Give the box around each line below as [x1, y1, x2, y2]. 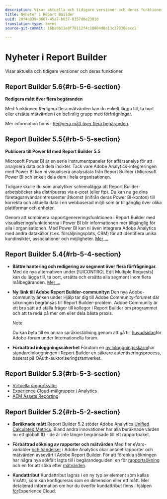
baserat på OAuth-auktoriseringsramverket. [12, 355, 102, 361]
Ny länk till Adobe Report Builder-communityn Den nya [12, 289, 128, 295]
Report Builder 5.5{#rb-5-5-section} [5, 135, 121, 144]
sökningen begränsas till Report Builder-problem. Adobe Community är [12, 299, 158, 305]
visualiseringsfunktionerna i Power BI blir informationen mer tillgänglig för [5, 220, 156, 226]
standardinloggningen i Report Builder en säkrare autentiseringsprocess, [12, 350, 162, 356]
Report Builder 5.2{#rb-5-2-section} [5, 408, 121, 416]
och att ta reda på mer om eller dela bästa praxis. [12, 310, 113, 316]
